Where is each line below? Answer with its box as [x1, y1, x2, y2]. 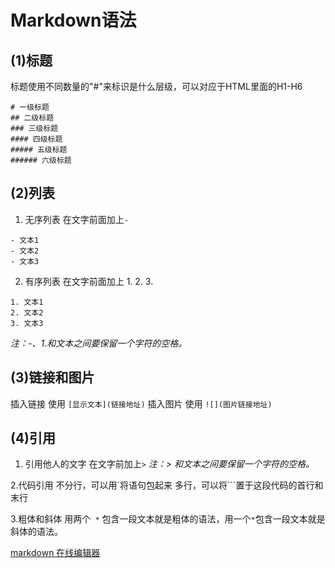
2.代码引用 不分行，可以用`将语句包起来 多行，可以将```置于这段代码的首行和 [10, 479, 324, 491]
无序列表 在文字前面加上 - [24, 213, 129, 225]
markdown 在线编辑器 [10, 547, 101, 559]
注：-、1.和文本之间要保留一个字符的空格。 [10, 337, 188, 349]
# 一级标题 [10, 102, 50, 112]
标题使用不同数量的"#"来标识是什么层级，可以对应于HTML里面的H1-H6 [10, 81, 303, 92]
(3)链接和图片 [10, 369, 95, 386]
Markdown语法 [10, 9, 137, 32]
